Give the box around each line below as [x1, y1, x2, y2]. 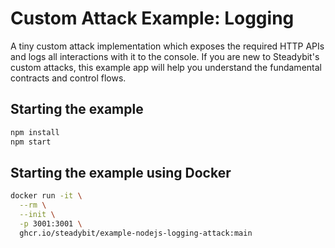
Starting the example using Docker [10, 164, 232, 181]
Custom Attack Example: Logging [10, 7, 295, 30]
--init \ [19, 210, 56, 220]
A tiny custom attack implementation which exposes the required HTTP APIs [10, 40, 325, 52]
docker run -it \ [10, 191, 83, 201]
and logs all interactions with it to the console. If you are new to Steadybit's [10, 50, 320, 62]
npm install [10, 127, 60, 137]
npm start [10, 137, 52, 147]
